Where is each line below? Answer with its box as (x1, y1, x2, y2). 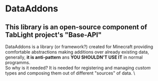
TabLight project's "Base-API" (5, 30, 102, 39)
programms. (5, 60, 30, 65)
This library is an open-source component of (5, 23, 147, 31)
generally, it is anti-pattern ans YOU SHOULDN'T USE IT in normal (5, 54, 143, 60)
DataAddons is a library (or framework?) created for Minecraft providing (5, 44, 153, 50)
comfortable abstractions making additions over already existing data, (5, 49, 149, 55)
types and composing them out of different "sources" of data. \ (5, 70, 135, 76)
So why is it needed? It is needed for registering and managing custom (5, 65, 151, 71)
